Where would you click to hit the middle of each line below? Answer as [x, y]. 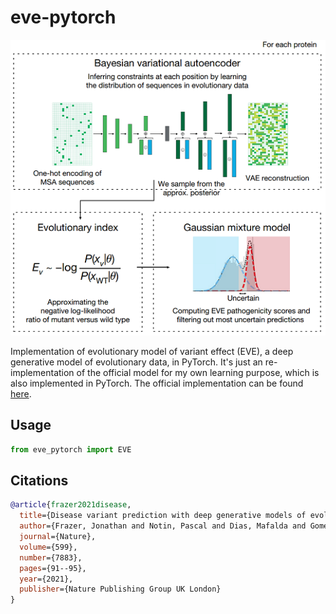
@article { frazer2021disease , [71, 505]
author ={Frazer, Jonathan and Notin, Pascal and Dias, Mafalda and [163, 526]
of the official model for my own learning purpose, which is [198, 372]
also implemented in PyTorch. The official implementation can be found [157, 383]
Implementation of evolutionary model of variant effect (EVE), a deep [152, 351]
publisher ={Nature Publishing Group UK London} [120, 589]
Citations [39, 481]
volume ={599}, [48, 547]
